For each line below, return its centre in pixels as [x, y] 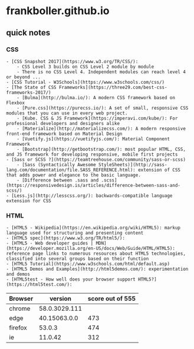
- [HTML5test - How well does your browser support [71, 279]
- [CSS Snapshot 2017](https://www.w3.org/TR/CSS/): [72, 61]
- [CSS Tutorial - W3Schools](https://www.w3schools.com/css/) [86, 82]
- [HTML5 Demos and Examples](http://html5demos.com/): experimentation [97, 269]
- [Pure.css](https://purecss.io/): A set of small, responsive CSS [103, 108]
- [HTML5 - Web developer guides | [50, 243]
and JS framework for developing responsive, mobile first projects [92, 154]
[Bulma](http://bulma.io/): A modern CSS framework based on [98, 98]
